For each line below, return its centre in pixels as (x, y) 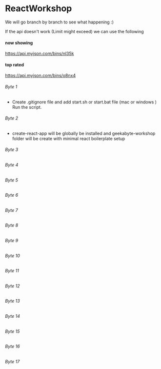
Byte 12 (12, 286)
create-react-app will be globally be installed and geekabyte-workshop (84, 133)
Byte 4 (12, 164)
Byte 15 (12, 331)
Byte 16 (13, 347)
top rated (15, 64)
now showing (19, 42)
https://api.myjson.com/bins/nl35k (40, 54)
